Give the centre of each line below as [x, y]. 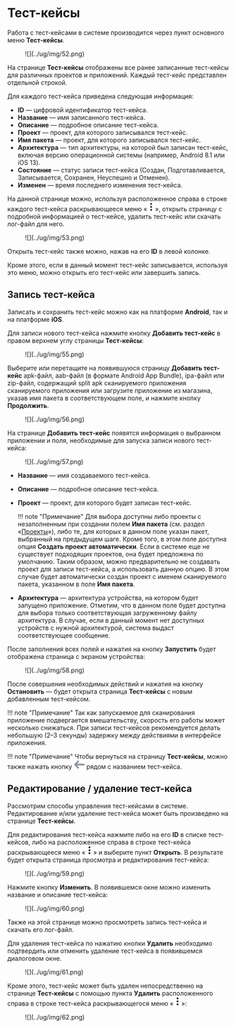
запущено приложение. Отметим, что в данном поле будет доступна [122, 605]
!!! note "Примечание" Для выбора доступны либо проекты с [110, 516]
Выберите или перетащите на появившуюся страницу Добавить [105, 368]
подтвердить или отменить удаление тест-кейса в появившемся [105, 951]
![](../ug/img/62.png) [55, 1017]
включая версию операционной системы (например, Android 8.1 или [121, 155]
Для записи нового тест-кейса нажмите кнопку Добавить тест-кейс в [114, 333]
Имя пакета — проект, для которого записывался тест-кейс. [109, 140]
